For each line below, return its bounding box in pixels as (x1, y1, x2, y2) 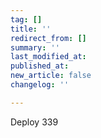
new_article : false (10, 71, 92, 81)
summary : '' (10, 42, 60, 53)
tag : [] (10, 14, 43, 25)
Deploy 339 (10, 116, 59, 128)
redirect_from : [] (10, 33, 87, 43)
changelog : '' (10, 80, 70, 90)
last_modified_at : (10, 52, 87, 62)
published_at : (10, 61, 70, 71)
